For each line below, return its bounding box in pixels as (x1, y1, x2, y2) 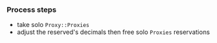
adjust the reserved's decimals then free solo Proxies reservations (16, 28, 211, 36)
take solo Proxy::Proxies (16, 21, 89, 29)
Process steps (6, 5, 57, 15)
